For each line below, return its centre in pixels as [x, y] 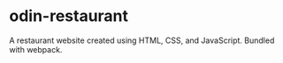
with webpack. [36, 49]
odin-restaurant [69, 16]
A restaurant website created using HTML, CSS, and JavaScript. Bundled [142, 40]
